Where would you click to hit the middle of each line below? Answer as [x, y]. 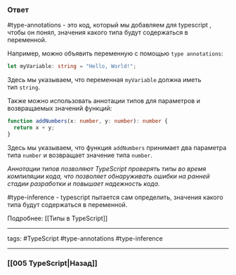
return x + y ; [34, 128]
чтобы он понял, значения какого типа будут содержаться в [98, 32]
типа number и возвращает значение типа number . [80, 155]
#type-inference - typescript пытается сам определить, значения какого [115, 197]
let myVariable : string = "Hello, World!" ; [72, 67]
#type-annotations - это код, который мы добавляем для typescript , [110, 25]
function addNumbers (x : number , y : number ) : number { [88, 121]
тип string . [24, 87]
